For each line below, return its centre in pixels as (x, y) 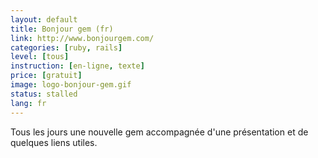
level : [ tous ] (40, 57)
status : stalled (44, 94)
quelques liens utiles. (54, 142)
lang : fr (28, 103)
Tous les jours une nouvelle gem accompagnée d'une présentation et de (159, 132)
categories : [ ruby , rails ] (66, 47)
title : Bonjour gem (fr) (62, 29)
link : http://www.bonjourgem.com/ (82, 38)
